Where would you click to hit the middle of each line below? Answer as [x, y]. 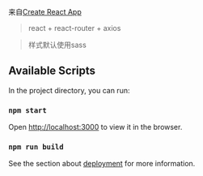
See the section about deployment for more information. [102, 164]
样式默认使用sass [57, 45]
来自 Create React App [45, 12]
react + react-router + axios [74, 28]
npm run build [36, 147]
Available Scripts [52, 71]
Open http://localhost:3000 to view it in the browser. [95, 127]
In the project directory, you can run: [69, 90]
